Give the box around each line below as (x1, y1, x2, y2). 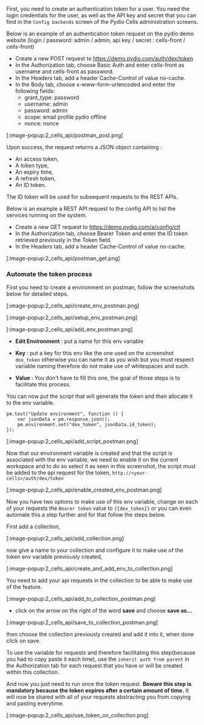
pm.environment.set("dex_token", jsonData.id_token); (17, 422, 157, 428)
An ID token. (15, 182, 47, 188)
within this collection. (6, 669, 60, 676)
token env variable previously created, (6, 553, 102, 561)
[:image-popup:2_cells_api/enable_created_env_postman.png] (6, 486, 163, 494)
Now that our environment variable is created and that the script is (6, 449, 172, 457)
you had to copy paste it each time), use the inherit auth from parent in (6, 655, 190, 663)
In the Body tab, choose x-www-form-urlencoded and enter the (15, 81, 175, 88)
